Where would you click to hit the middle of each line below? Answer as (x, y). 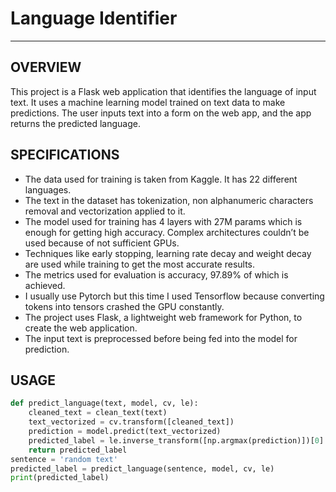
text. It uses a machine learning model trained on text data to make (148, 102)
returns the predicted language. (75, 123)
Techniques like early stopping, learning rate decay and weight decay (168, 253)
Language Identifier (94, 18)
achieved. (45, 285)
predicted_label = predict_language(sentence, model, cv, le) (142, 468)
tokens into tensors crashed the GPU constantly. (124, 306)
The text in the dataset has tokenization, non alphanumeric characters (169, 200)
